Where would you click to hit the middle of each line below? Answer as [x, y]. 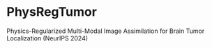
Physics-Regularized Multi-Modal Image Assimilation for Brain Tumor [106, 31]
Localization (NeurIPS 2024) [47, 38]
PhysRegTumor [52, 12]
